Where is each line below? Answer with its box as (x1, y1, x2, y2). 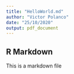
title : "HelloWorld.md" (6, 8, 64, 15)
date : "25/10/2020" (6, 19, 54, 25)
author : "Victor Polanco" (6, 14, 69, 20)
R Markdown (6, 46, 53, 56)
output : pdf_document (6, 25, 59, 31)
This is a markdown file (6, 62, 62, 69)
